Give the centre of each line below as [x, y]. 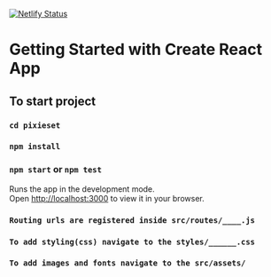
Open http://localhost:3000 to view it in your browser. [107, 198]
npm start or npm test [55, 170]
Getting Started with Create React [136, 50]
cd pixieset [35, 125]
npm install [35, 147]
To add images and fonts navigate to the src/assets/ [128, 263]
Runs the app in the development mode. [82, 189]
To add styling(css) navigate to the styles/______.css [132, 241]
